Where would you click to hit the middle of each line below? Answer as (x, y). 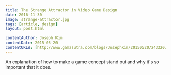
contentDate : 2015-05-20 (32, 43)
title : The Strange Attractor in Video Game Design (61, 10)
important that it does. (28, 67)
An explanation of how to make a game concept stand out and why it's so (82, 62)
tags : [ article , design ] (32, 24)
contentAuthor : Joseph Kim (34, 38)
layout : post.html (25, 29)
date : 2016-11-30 (24, 15)
